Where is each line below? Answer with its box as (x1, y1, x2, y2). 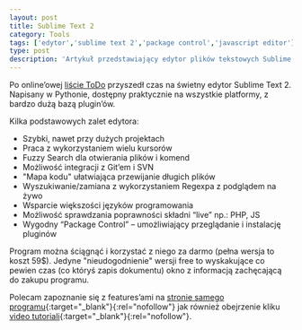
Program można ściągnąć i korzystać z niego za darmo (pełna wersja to (9, 246, 275, 256)
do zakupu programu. (9, 274, 90, 285)
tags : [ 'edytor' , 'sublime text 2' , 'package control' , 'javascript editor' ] (9, 38, 296, 48)
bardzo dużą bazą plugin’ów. (9, 99, 116, 109)
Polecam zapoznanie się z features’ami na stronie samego (9, 292, 225, 302)
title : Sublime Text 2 (9, 22, 94, 30)
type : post (9, 47, 50, 56)
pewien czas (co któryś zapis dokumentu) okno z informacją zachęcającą (9, 265, 282, 275)
